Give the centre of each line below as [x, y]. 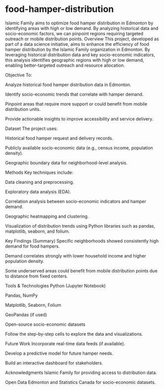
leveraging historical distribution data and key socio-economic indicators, [80, 55]
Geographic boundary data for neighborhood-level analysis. [66, 162]
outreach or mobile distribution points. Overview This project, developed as [82, 39]
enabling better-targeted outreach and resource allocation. [65, 65]
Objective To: [19, 75]
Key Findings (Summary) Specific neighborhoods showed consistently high [82, 241]
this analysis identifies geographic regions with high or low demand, [75, 60]
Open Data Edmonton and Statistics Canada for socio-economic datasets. [81, 382]
